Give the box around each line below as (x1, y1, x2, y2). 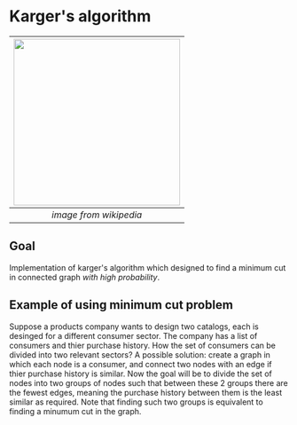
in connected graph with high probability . (9, 272, 160, 282)
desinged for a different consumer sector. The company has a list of (9, 330, 258, 341)
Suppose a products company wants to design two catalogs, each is (9, 321, 259, 332)
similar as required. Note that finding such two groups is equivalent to (9, 397, 263, 407)
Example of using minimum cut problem (9, 297, 233, 312)
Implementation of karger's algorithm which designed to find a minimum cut (9, 262, 286, 272)
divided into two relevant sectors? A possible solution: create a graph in (9, 349, 270, 360)
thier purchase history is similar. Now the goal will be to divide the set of (9, 368, 272, 379)
